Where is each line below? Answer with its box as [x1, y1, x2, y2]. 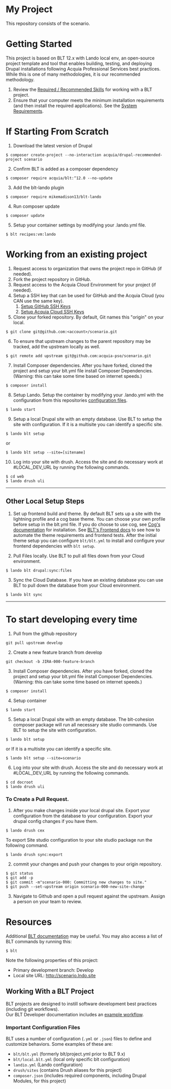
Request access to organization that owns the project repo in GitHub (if [13, 265, 162, 271]
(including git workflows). [6, 1006, 59, 1012]
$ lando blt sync [6, 592, 43, 597]
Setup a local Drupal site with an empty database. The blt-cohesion [13, 716, 154, 722]
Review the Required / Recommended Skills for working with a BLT [13, 86, 153, 92]
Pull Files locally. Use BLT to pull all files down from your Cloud [13, 553, 145, 559]
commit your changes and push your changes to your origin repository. [13, 861, 162, 867]
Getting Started [6, 38, 73, 50]
